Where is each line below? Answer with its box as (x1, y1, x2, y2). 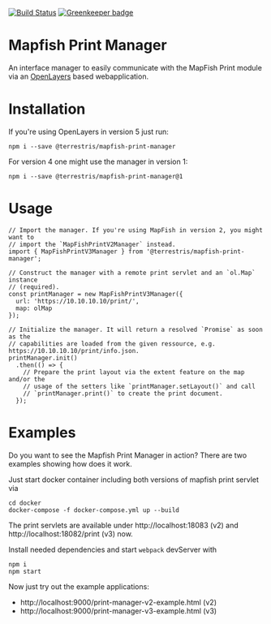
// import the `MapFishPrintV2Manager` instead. (8, 240, 176, 248)
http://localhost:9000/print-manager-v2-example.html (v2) (19, 597, 217, 607)
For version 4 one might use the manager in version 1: (8, 157, 188, 166)
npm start (8, 567, 42, 575)
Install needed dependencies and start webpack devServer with (8, 544, 217, 554)
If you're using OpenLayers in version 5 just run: (8, 127, 169, 136)
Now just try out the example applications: (8, 581, 150, 592)
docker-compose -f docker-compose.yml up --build (8, 506, 180, 514)
